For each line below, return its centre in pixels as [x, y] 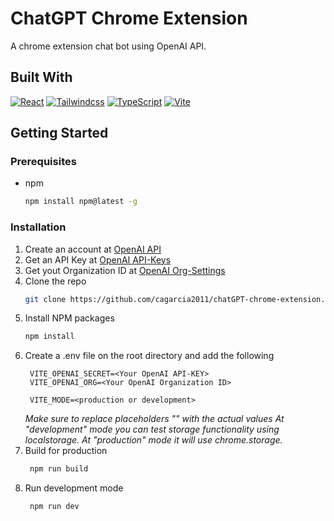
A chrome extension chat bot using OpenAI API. [108, 46]
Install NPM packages [69, 318]
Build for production [66, 451]
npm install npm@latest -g [81, 202]
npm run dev [54, 507]
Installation [38, 227]
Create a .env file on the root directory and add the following [149, 356]
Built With [41, 77]
